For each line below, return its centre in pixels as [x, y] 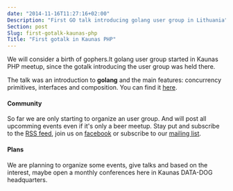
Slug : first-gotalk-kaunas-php [52, 33]
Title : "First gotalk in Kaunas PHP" [62, 40]
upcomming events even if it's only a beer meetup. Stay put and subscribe [113, 126]
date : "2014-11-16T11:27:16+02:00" [59, 14]
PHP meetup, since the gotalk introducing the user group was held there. [111, 67]
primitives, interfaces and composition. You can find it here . [93, 88]
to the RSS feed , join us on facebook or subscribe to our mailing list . [104, 133]
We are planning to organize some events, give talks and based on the [107, 165]
